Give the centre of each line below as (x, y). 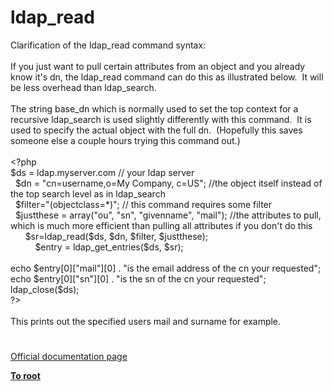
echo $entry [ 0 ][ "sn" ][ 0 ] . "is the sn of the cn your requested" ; (138, 278)
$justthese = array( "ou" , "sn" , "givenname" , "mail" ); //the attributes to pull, (168, 215)
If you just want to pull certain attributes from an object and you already (158, 66)
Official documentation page (69, 357)
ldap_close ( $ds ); (45, 289)
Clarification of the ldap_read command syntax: (108, 45)
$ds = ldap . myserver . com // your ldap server (102, 172)
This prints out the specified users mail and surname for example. (146, 321)
